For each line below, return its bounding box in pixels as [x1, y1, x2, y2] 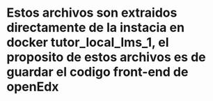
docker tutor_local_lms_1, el [6, 35, 169, 50]
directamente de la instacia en [6, 20, 185, 36]
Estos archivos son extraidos [6, 5, 177, 21]
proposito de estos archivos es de [6, 49, 206, 65]
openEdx [6, 79, 59, 95]
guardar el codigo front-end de [6, 64, 189, 80]
